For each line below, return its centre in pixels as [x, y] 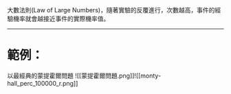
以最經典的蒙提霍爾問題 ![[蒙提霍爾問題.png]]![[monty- [84, 75]
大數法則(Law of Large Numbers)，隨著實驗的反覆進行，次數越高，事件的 [111, 10]
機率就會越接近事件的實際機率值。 [61, 19]
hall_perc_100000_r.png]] [43, 83]
